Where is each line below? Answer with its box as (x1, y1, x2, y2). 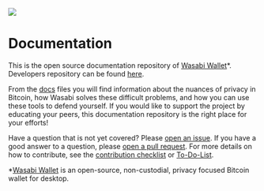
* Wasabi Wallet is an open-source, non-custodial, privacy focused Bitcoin (8, 165, 250, 174)
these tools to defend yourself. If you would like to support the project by (8, 101, 245, 110)
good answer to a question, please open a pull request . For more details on (8, 141, 253, 151)
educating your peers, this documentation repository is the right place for (8, 109, 247, 118)
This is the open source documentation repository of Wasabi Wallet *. (8, 60, 232, 70)
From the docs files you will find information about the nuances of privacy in (8, 84, 256, 94)
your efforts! (8, 118, 49, 127)
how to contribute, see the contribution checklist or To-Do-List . (8, 150, 214, 159)
